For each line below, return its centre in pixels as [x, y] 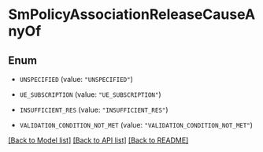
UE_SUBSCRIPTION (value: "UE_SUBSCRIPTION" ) [90, 95]
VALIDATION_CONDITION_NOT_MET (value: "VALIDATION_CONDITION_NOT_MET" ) [136, 125]
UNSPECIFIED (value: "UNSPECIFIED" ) [76, 79]
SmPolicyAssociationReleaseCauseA [132, 15]
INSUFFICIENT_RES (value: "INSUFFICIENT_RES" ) [94, 109]
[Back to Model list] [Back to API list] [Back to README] [98, 140]
